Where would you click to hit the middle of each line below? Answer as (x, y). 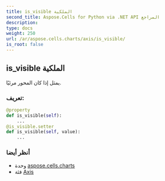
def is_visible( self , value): (43, 132)
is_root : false (25, 45)
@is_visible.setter (30, 126)
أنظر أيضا (18, 153)
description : (22, 22)
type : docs (20, 28)
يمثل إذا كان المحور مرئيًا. (34, 83)
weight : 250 (21, 34)
